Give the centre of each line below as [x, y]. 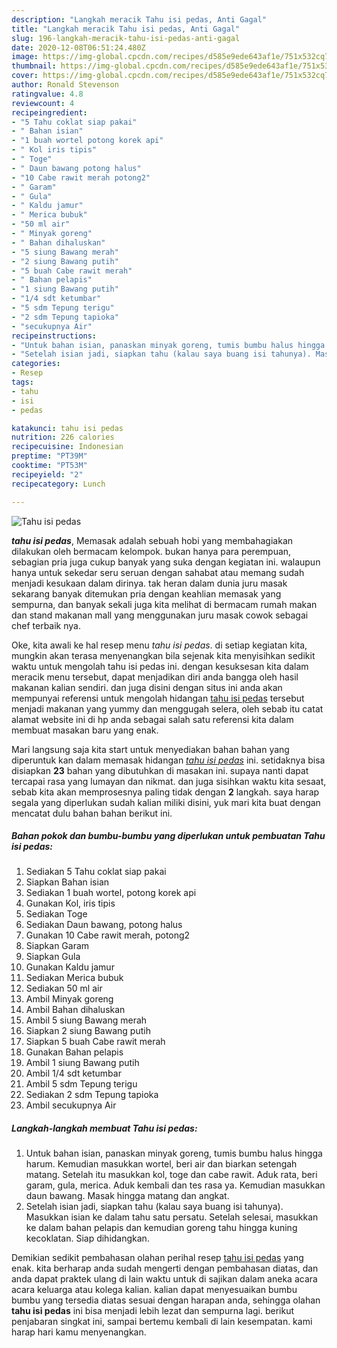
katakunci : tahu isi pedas [67, 428]
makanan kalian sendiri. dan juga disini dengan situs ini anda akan [147, 687]
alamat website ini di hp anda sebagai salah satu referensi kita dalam [152, 719]
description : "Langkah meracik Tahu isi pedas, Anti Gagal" [139, 19]
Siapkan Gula [53, 957]
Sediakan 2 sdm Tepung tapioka [92, 1095]
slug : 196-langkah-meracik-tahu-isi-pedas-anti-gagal [126, 38]
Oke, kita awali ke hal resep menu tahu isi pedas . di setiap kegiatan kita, [159, 645]
